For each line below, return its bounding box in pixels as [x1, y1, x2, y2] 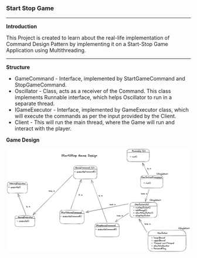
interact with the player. [14, 125, 72, 132]
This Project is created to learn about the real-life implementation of [6, 34, 170, 42]
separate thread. [14, 100, 55, 107]
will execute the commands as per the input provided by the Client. [14, 113, 176, 120]
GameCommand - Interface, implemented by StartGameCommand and [14, 75, 186, 82]
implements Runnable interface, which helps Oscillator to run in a [14, 94, 172, 101]
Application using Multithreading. [6, 47, 86, 54]
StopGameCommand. [14, 81, 67, 89]
